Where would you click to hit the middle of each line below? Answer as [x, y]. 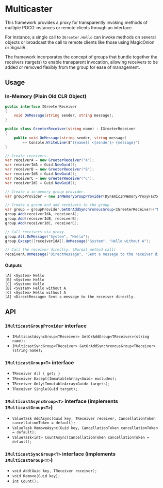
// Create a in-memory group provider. [45, 192]
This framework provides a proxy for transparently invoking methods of [76, 22]
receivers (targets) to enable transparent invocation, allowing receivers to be [81, 62]
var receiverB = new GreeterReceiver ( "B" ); [50, 169]
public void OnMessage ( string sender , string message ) [70, 138]
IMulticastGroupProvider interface [46, 326]
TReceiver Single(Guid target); [45, 389]
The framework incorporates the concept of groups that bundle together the [81, 56]
